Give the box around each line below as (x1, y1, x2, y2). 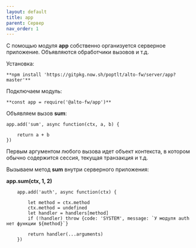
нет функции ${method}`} (6, 221, 69, 227)
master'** (6, 77, 31, 83)
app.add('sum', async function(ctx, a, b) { (6, 122, 120, 128)
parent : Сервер (6, 20, 44, 26)
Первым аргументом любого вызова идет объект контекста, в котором (6, 148, 191, 155)
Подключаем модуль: (6, 88, 63, 95)
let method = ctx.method (28, 200, 90, 206)
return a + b (17, 132, 50, 138)
